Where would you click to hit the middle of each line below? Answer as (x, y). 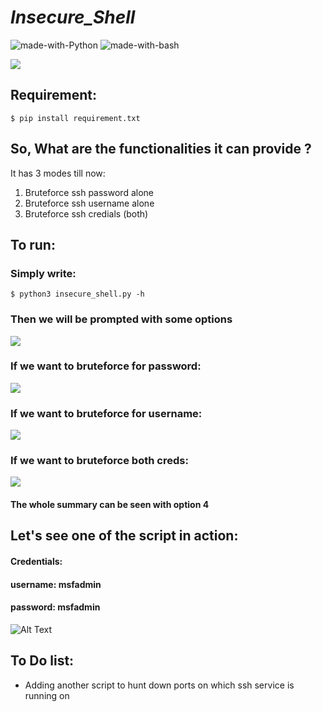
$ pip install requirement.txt (75, 118)
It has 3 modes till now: (58, 173)
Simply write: (43, 273)
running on (47, 695)
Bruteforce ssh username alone (89, 203)
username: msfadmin (56, 584)
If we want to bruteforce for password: (106, 366)
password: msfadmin (55, 607)
